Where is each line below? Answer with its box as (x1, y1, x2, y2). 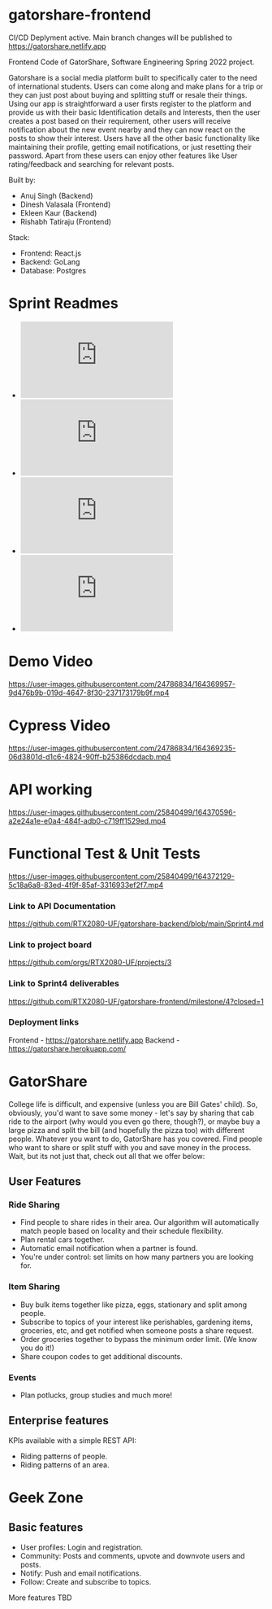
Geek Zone (8, 1489, 84, 1507)
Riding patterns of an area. (19, 1459, 110, 1470)
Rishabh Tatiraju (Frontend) (19, 216, 112, 226)
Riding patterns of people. (19, 1451, 108, 1461)
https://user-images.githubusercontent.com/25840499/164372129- (8, 871, 235, 881)
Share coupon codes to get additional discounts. (19, 1351, 183, 1361)
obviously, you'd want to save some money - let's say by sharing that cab (8, 1108, 254, 1117)
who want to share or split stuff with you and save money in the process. (8, 1142, 252, 1152)
